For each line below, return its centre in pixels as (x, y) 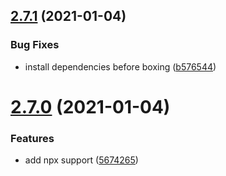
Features (32, 138)
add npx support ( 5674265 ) (81, 160)
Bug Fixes (35, 45)
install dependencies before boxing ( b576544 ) (120, 66)
